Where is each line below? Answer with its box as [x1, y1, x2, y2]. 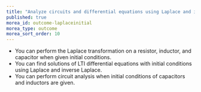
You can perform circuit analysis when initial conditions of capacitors [14, 73, 185, 80]
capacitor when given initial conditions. [14, 54, 112, 61]
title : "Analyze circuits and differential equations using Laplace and [6, 8, 191, 15]
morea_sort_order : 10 [6, 31, 60, 37]
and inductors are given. [14, 79, 75, 87]
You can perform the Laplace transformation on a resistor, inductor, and [14, 47, 191, 54]
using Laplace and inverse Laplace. [14, 66, 102, 73]
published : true [6, 14, 47, 20]
